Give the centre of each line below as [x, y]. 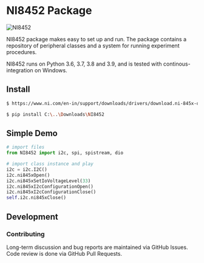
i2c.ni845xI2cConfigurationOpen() [50, 186]
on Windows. [51, 70]
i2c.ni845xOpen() [28, 175]
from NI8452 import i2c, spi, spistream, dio [65, 153]
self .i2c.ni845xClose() [36, 198]
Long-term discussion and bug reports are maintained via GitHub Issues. [97, 247]
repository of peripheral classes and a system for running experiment [93, 46]
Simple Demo [32, 133]
